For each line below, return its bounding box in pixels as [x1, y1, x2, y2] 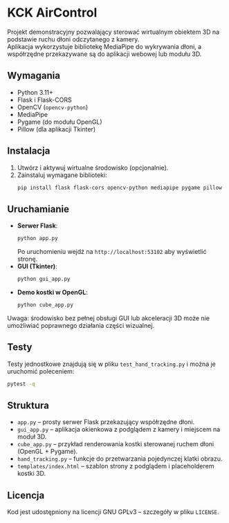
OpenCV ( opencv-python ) [17, 102, 89, 111]
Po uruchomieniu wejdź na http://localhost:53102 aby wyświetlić [17, 248, 207, 256]
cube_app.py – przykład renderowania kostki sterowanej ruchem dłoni [17, 440, 214, 448]
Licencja [7, 489, 45, 501]
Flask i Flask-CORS [17, 95, 72, 104]
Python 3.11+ [17, 88, 54, 96]
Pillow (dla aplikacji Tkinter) [17, 125, 95, 133]
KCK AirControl [7, 5, 98, 21]
